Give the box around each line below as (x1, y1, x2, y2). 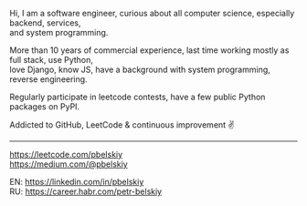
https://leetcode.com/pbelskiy (9, 149, 123, 160)
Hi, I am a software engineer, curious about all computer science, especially (9, 8, 295, 18)
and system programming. (9, 27, 109, 37)
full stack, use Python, (9, 55, 94, 65)
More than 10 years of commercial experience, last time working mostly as (9, 45, 290, 56)
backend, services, (9, 17, 81, 28)
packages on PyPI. (9, 101, 80, 112)
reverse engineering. (9, 74, 89, 85)
